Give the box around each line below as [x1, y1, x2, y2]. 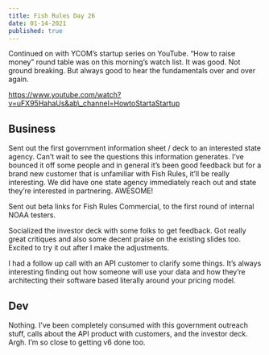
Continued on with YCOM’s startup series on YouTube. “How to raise [8, 49, 236, 59]
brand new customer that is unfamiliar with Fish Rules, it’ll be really [8, 169, 230, 179]
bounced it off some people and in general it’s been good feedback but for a [8, 160, 262, 170]
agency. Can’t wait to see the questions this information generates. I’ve [8, 152, 244, 162]
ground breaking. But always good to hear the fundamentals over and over [8, 66, 256, 76]
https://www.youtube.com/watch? [8, 90, 122, 100]
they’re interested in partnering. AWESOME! [8, 186, 154, 196]
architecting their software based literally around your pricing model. [8, 275, 236, 286]
